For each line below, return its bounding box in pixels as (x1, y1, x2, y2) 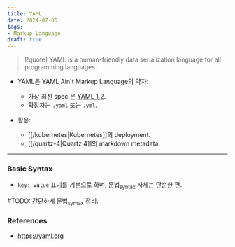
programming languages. (24, 63, 97, 71)
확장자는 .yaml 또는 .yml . (27, 101, 98, 109)
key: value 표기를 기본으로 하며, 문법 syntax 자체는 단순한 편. (17, 181, 183, 191)
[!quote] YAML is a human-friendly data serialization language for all (24, 55, 222, 64)
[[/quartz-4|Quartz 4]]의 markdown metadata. (27, 139, 161, 148)
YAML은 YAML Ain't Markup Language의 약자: (17, 78, 149, 86)
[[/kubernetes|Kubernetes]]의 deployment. (27, 131, 151, 139)
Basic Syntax (7, 164, 53, 174)
